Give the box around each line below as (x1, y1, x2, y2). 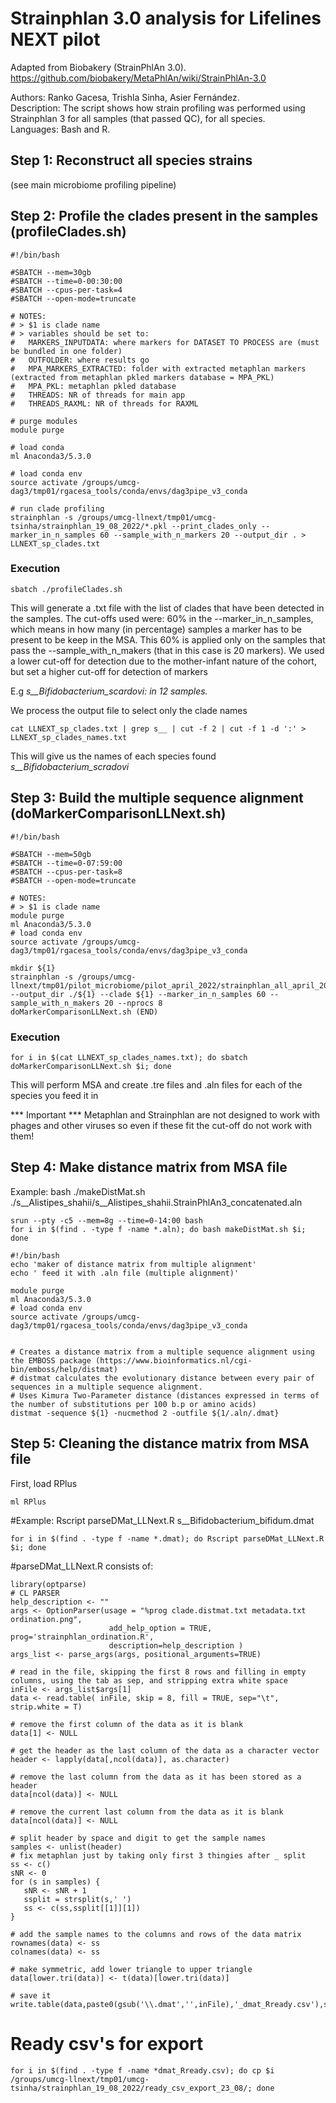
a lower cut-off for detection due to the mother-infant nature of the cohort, (10, 655, 317, 667)
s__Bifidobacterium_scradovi (10, 760, 130, 772)
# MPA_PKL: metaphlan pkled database (10, 381, 177, 391)
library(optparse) (10, 1579, 87, 1589)
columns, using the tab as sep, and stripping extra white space (10, 1675, 288, 1686)
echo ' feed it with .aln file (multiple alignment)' (10, 1268, 240, 1278)
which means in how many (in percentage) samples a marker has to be (10, 623, 302, 635)
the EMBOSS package (10, 1355, 92, 1366)
